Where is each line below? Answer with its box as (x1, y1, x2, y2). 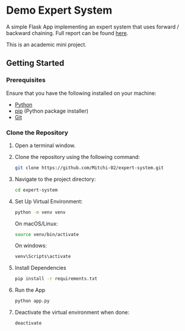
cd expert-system (14, 187, 58, 193)
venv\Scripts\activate (14, 253, 71, 260)
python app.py (14, 298, 50, 304)
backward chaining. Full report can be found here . (6, 29, 129, 36)
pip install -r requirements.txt (14, 276, 98, 282)
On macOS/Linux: (14, 220, 58, 227)
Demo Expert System (6, 4, 113, 17)
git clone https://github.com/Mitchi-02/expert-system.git (14, 164, 164, 171)
